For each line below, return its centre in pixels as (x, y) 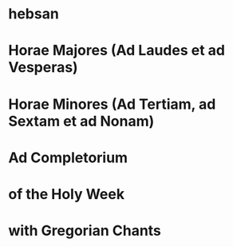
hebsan (34, 14)
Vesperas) (43, 68)
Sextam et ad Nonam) (81, 121)
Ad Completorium (68, 157)
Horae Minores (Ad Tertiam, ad (112, 104)
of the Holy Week (67, 194)
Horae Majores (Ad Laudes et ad (117, 51)
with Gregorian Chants (85, 231)
